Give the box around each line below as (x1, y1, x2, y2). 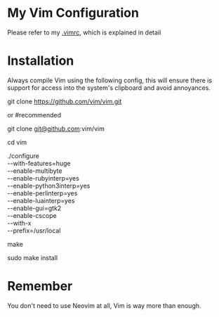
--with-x (7, 219, 32, 227)
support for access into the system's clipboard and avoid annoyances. (7, 83, 211, 92)
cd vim (7, 138, 27, 146)
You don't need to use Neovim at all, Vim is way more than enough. (7, 301, 201, 310)
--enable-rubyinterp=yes (7, 174, 79, 182)
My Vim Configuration (7, 5, 139, 21)
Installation (7, 53, 74, 69)
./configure (7, 151, 40, 160)
